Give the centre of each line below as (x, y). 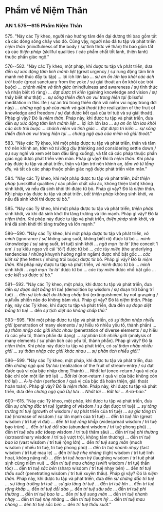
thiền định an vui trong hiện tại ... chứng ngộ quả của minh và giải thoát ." (79, 133)
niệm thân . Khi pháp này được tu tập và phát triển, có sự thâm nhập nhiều (79, 346)
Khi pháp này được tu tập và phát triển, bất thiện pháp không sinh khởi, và (79, 194)
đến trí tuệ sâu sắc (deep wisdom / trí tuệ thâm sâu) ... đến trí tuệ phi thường (82, 432)
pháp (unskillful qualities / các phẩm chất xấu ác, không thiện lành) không (79, 184)
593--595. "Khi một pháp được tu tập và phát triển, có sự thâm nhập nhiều (80, 320)
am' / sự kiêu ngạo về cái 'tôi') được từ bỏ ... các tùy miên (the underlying (79, 249)
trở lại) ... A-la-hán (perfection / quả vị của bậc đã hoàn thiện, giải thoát (77, 381)
